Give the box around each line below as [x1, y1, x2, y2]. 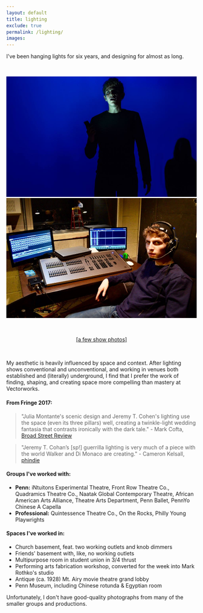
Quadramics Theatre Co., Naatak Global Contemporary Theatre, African [14, 490, 194, 497]
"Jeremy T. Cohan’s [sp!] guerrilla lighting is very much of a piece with [21, 443, 196, 451]
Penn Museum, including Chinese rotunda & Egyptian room [14, 582, 162, 589]
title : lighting [6, 16, 47, 22]
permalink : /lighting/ [6, 29, 63, 35]
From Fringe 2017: [6, 399, 53, 406]
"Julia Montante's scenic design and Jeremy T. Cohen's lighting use [21, 413, 190, 420]
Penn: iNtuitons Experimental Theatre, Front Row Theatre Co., [14, 483, 170, 491]
